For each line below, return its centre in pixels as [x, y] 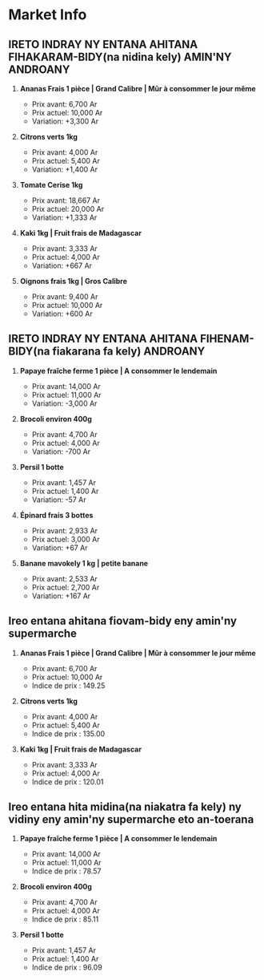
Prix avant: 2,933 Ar [65, 530]
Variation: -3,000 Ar [64, 403]
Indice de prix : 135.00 [68, 733]
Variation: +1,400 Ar [65, 169]
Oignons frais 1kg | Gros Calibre [74, 281]
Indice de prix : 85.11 [65, 919]
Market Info [48, 15]
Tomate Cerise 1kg [51, 185]
